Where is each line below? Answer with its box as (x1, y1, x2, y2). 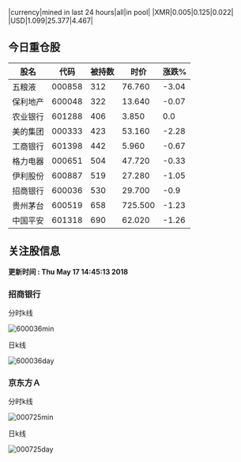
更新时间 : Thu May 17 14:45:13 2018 (8, 267, 129, 276)
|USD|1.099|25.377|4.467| (8, 16, 93, 25)
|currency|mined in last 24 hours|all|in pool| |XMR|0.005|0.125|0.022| (8, 8, 234, 17)
